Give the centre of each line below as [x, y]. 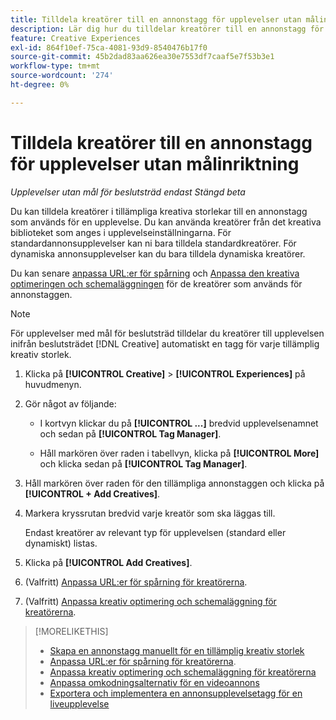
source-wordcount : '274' [62, 76]
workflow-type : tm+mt [55, 66]
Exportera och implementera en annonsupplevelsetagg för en [176, 693]
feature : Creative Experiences [75, 38]
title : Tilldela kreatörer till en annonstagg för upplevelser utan [156, 19]
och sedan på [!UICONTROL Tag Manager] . [130, 433]
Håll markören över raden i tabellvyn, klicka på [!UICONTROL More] [179, 453]
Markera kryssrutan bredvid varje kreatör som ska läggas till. [150, 513]
